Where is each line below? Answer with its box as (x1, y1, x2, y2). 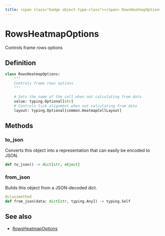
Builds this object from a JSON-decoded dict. (5, 185, 97, 191)
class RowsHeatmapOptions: (5, 72, 60, 77)
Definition (5, 58, 36, 67)
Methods (5, 121, 33, 130)
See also (5, 212, 32, 221)
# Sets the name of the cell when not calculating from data (14, 94, 141, 99)
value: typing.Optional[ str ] (14, 99, 74, 104)
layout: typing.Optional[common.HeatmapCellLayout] (14, 108, 122, 113)
